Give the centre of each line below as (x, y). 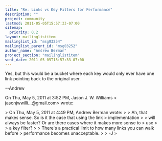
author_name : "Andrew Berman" (36, 50)
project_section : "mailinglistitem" (42, 55)
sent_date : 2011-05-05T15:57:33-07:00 (45, 60)
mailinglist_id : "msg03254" (34, 42)
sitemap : (14, 28)
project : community (25, 19)
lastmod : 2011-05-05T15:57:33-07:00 (42, 23)
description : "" (22, 14)
